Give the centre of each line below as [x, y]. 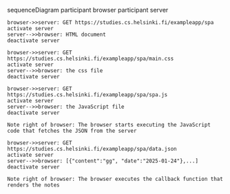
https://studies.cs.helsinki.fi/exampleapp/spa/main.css [91, 58]
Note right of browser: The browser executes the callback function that [115, 179]
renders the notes [33, 185]
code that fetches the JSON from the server [72, 131]
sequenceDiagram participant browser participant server [88, 10]
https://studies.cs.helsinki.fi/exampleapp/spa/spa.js [87, 95]
